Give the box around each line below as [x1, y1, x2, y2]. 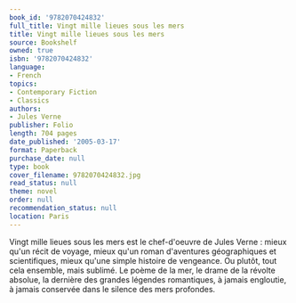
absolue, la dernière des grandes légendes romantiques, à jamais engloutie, [9, 274, 287, 285]
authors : [9, 104, 42, 113]
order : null [9, 195, 53, 205]
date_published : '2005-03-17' [9, 137, 122, 146]
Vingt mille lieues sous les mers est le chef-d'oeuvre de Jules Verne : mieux [9, 236, 287, 247]
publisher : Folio [9, 121, 74, 130]
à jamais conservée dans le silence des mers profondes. [9, 283, 216, 294]
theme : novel [9, 187, 58, 196]
